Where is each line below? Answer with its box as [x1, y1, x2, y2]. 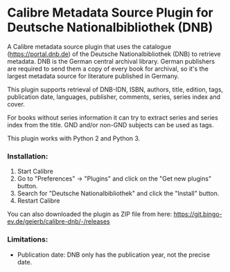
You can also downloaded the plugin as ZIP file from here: [7, 210, 172, 219]
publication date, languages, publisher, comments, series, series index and [7, 92, 220, 101]
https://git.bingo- [173, 210, 222, 219]
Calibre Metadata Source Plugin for [7, 5, 213, 21]
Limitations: [7, 235, 48, 244]
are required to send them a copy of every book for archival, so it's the [7, 64, 209, 73]
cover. [7, 100, 26, 108]
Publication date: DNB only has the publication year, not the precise [17, 251, 210, 259]
